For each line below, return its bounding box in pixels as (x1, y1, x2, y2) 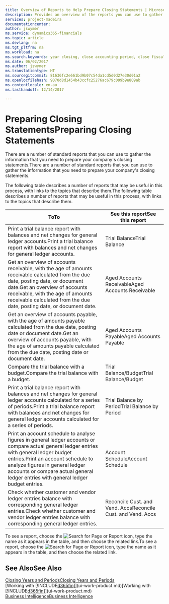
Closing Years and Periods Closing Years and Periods (5, 577, 115, 583)
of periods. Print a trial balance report (8, 403, 95, 410)
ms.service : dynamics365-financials (5, 31, 82, 36)
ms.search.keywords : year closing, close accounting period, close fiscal (5, 54, 165, 59)
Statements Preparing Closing (5, 124, 132, 135)
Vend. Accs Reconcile (105, 505, 156, 512)
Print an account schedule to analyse (8, 430, 96, 437)
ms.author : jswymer (5, 64, 46, 69)
